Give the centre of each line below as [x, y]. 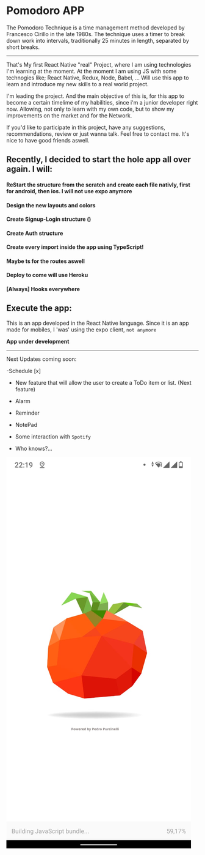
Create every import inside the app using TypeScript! [75, 247]
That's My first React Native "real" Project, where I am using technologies [99, 64]
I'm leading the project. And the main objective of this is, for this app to [95, 96]
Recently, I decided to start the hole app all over [99, 160]
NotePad [26, 424]
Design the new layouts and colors [51, 205]
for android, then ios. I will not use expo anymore [69, 191]
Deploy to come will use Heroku [47, 275]
